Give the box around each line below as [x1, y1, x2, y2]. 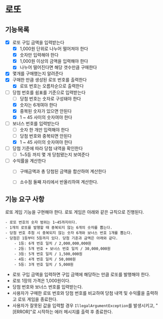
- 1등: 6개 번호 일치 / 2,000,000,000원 [14, 241, 92, 246]
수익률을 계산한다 [12, 158, 46, 164]
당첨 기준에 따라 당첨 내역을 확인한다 [12, 146, 83, 152]
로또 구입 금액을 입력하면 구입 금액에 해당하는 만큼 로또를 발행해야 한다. [12, 271, 151, 278]
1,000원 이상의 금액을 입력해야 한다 [19, 58, 88, 64]
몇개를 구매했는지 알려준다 [12, 71, 64, 77]
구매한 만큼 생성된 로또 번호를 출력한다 [12, 77, 87, 83]
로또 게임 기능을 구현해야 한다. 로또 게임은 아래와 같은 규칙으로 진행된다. [5, 209, 144, 215]
